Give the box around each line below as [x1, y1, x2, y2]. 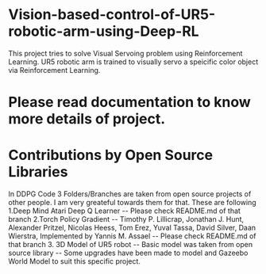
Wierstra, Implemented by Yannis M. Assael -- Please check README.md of [8, 231, 256, 241]
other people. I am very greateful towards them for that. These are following [8, 198, 256, 207]
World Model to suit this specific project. [8, 257, 141, 266]
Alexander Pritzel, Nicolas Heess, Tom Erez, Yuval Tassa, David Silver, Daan [8, 223, 256, 233]
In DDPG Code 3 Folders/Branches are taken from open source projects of [8, 189, 252, 199]
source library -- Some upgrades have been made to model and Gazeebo [8, 248, 249, 258]
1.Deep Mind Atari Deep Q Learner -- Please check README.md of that [8, 206, 241, 215]
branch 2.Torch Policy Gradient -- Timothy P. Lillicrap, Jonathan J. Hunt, [8, 215, 245, 224]
